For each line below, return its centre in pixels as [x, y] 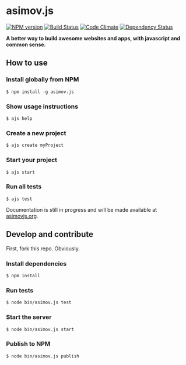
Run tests [20, 290]
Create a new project [36, 133]
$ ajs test [19, 199]
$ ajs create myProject [35, 145]
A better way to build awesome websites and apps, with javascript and [93, 38]
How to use [27, 63]
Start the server [29, 317]
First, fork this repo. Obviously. [43, 248]
